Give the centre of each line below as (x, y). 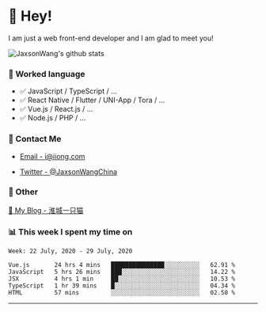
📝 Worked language (47, 74)
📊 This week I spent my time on (70, 231)
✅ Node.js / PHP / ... (53, 118)
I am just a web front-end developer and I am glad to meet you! (111, 38)
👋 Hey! (30, 16)
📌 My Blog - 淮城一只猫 (46, 210)
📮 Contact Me (35, 139)
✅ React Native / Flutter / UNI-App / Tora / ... (92, 100)
